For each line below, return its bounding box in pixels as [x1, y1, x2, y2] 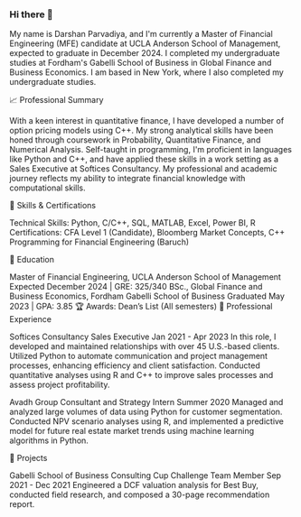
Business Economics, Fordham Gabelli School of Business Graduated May [9, 291, 285, 301]
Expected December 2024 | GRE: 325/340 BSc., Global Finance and [9, 282, 263, 292]
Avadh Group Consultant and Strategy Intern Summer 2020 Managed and [9, 397, 284, 408]
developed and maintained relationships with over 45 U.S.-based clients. [9, 341, 280, 352]
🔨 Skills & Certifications [9, 200, 97, 211]
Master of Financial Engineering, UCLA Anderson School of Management [9, 272, 282, 282]
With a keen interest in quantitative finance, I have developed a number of [9, 115, 285, 126]
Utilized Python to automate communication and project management [9, 351, 268, 362]
